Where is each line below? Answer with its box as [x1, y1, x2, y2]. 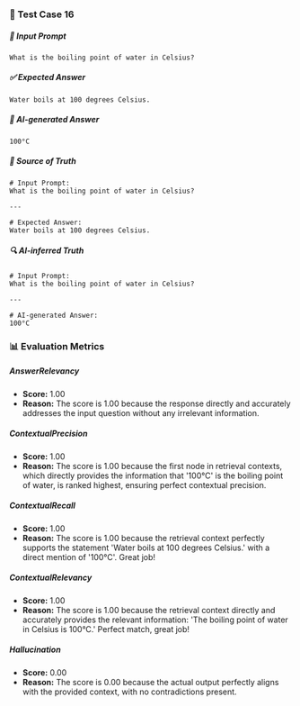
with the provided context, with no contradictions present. [22, 686, 237, 697]
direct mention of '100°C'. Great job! [22, 551, 155, 562]
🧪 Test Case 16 [9, 8, 75, 21]
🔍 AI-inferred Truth [9, 245, 84, 256]
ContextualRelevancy [9, 572, 93, 584]
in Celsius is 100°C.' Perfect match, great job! [22, 623, 190, 634]
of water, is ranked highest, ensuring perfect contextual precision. [22, 479, 267, 490]
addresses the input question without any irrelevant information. [22, 407, 260, 418]
